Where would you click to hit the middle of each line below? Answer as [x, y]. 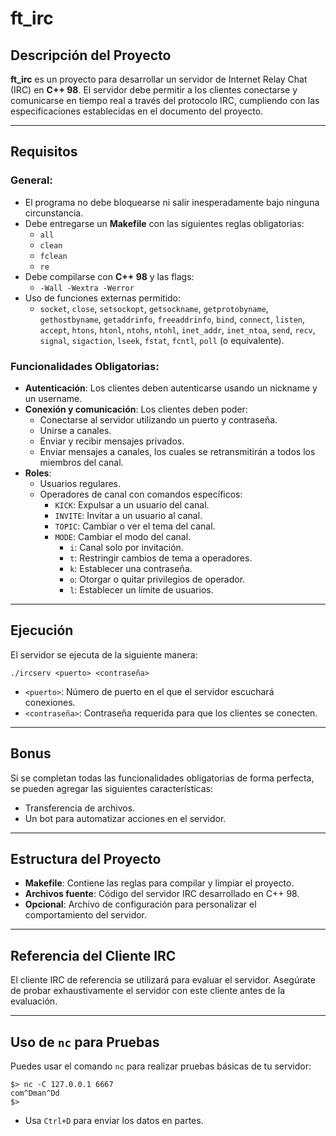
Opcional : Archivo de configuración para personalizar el [140, 904]
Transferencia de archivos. [80, 808]
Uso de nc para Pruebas [85, 1042]
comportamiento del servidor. [86, 915]
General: [31, 180]
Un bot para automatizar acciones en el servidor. [125, 818]
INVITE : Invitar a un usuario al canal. [128, 515]
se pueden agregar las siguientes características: [112, 788]
